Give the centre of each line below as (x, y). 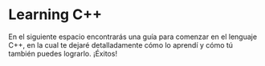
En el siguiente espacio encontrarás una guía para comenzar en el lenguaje (133, 37)
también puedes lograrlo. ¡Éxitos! (63, 53)
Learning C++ (55, 15)
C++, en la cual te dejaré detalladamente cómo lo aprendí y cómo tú (121, 45)
